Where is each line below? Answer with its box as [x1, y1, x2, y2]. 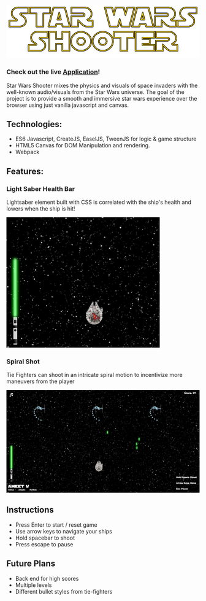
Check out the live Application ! [6, 68, 101, 76]
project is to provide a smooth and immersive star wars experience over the [6, 95, 197, 102]
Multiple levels [15, 581, 52, 589]
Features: [6, 166, 44, 176]
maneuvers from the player [6, 378, 75, 385]
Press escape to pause [15, 540, 74, 548]
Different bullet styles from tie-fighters [15, 587, 113, 595]
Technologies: [6, 118, 63, 130]
